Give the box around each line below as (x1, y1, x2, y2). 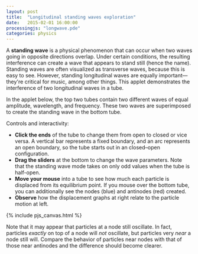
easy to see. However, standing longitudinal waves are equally (6, 72, 158, 79)
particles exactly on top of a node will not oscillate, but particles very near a (6, 230, 191, 237)
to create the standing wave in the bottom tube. (6, 109, 122, 116)
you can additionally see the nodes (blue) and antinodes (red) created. (14, 188, 187, 195)
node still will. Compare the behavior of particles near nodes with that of (6, 236, 182, 243)
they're (6, 78, 24, 86)
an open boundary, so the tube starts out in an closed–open (14, 144, 161, 151)
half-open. (14, 169, 40, 176)
